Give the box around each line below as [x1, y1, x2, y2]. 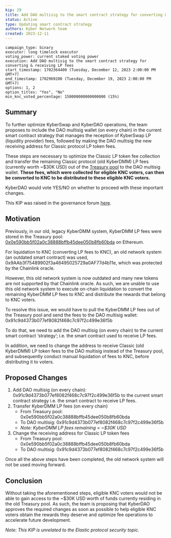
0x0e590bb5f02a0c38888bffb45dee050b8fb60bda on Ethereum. [5, 239, 144, 245]
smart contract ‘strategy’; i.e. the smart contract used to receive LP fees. [5, 332, 157, 339]
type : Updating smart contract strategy [5, 21, 93, 27]
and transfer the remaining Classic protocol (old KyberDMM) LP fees [5, 158, 149, 165]
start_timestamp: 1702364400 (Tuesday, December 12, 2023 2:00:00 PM [5, 67, 156, 72]
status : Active [5, 17, 38, 22]
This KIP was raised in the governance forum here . [5, 200, 111, 206]
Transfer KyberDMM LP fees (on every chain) [12, 403, 108, 409]
